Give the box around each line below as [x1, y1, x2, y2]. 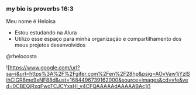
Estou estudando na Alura [14, 29, 77, 36]
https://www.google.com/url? [9, 64, 80, 71]
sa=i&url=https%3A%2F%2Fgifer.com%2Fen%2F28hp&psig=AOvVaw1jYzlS [6, 71, 190, 78]
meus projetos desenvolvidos [14, 41, 86, 48]
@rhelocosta [6, 53, 37, 60]
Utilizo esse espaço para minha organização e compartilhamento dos [14, 36, 182, 43]
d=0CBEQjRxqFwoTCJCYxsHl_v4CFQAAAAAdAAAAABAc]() [6, 83, 151, 90]
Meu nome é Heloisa [6, 18, 56, 25]
